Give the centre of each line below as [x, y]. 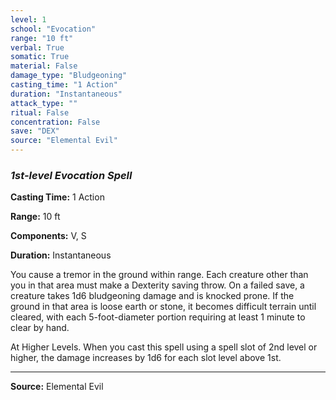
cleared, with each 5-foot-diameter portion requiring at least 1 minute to [158, 317]
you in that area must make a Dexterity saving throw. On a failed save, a [157, 285]
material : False [44, 66]
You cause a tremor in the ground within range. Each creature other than [159, 275]
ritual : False [40, 112]
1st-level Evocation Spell [71, 175]
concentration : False [55, 122]
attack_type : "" [44, 103]
